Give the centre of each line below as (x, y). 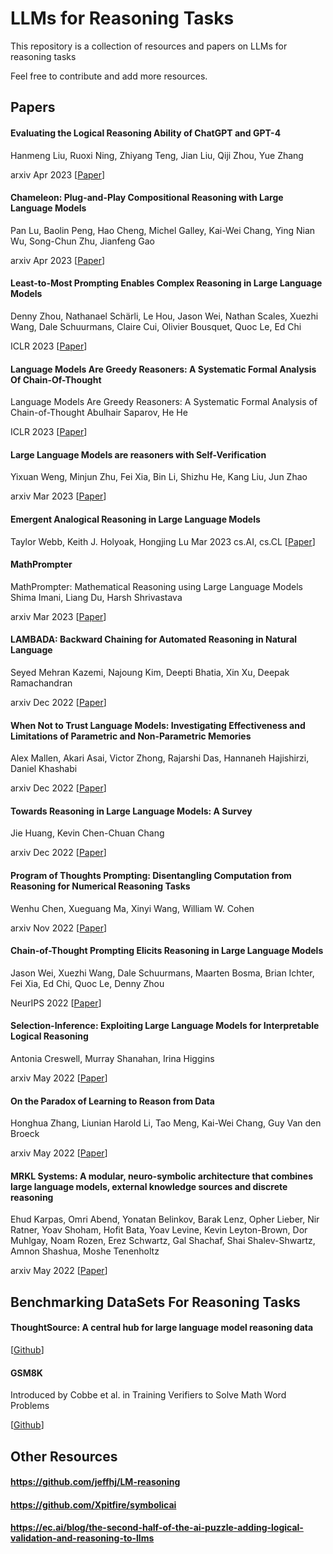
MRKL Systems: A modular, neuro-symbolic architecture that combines (161, 1176)
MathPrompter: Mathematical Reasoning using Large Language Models (156, 586)
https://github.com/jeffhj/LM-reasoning (95, 1482)
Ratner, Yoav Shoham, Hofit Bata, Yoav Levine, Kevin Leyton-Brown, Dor (159, 1230)
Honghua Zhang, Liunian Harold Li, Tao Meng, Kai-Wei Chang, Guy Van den (166, 1123)
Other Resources (64, 1456)
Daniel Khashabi (44, 769)
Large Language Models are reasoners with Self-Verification (138, 454)
